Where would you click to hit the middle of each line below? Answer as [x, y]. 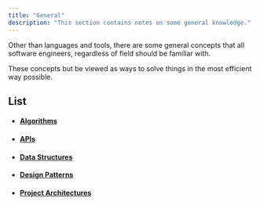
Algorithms [38, 121]
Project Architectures [55, 192]
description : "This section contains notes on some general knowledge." [130, 23]
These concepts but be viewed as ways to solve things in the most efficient [130, 68]
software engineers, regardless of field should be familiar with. [110, 53]
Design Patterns [46, 175]
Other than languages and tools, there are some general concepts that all [126, 45]
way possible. [31, 77]
